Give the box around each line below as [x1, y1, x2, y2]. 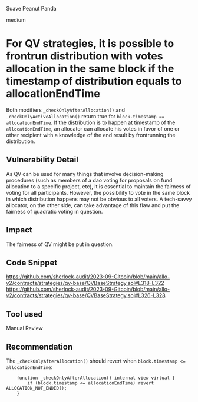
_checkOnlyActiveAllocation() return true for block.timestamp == [6, 112, 165, 119]
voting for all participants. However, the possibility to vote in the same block [6, 189, 190, 196]
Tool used [6, 309, 43, 319]
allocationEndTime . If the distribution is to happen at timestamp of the [6, 119, 176, 126]
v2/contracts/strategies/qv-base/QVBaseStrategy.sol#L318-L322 [6, 280, 165, 287]
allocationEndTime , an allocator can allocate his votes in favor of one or [6, 125, 180, 132]
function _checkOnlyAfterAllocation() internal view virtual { [16, 375, 176, 381]
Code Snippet [6, 257, 58, 267]
